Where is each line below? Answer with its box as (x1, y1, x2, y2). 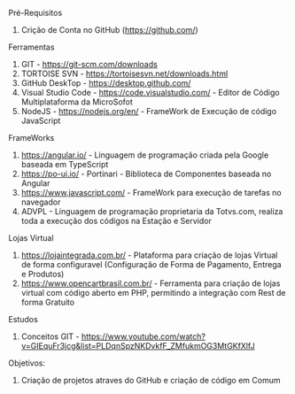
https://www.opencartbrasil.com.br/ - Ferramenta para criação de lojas (20, 278, 281, 289)
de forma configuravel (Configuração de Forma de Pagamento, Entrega (20, 259, 282, 269)
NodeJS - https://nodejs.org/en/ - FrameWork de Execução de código (20, 106, 276, 116)
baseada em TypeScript (20, 159, 109, 169)
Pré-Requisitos (8, 8, 63, 18)
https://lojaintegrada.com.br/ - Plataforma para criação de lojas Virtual (20, 250, 278, 260)
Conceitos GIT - (20, 331, 81, 342)
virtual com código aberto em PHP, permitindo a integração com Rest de (20, 288, 286, 297)
